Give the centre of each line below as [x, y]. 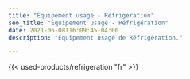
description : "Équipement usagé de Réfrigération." [95, 38]
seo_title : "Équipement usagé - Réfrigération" [89, 23]
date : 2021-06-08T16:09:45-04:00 [64, 30]
